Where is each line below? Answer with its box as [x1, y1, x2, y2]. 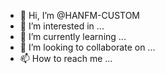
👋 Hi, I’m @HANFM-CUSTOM [19, 10, 141, 21]
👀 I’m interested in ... [19, 20, 105, 32]
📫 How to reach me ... [19, 53, 113, 64]
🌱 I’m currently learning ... [19, 31, 127, 42]
